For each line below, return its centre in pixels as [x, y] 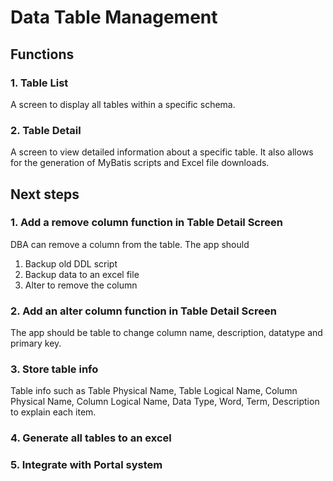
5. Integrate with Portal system [86, 465]
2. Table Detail [46, 130]
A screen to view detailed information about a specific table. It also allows [162, 152]
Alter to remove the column [81, 285]
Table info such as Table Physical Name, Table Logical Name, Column [154, 391]
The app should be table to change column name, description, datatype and [166, 333]
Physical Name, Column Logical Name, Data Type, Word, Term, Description [165, 402]
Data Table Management [114, 17]
